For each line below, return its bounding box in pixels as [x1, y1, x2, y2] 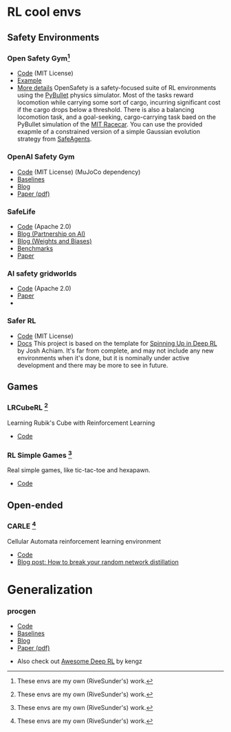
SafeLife [7, 207, 36, 217]
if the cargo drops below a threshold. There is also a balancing [16, 106, 195, 114]
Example [16, 76, 43, 85]
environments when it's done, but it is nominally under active [16, 353, 190, 362]
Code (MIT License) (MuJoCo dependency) [16, 168, 141, 176]
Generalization [7, 581, 93, 597]
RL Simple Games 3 [7, 449, 72, 461]
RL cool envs [7, 4, 81, 20]
